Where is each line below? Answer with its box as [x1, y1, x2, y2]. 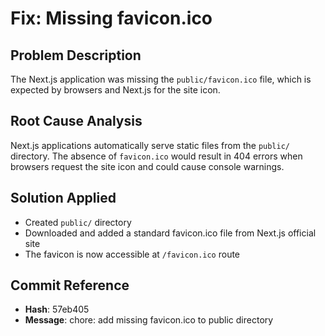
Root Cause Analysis [10, 113, 143, 130]
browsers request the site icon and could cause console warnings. [10, 160, 285, 172]
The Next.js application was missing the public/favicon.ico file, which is [10, 73, 312, 85]
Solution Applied [10, 190, 117, 207]
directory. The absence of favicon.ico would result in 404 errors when [10, 150, 303, 162]
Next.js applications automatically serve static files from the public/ [10, 139, 291, 151]
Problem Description [10, 47, 142, 64]
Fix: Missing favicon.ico [10, 7, 213, 30]
